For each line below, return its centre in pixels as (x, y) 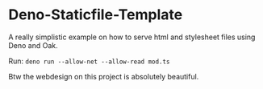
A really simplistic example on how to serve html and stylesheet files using (132, 37)
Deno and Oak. (33, 45)
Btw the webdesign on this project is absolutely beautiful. (104, 76)
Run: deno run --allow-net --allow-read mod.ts (89, 61)
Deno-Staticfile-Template (96, 15)
